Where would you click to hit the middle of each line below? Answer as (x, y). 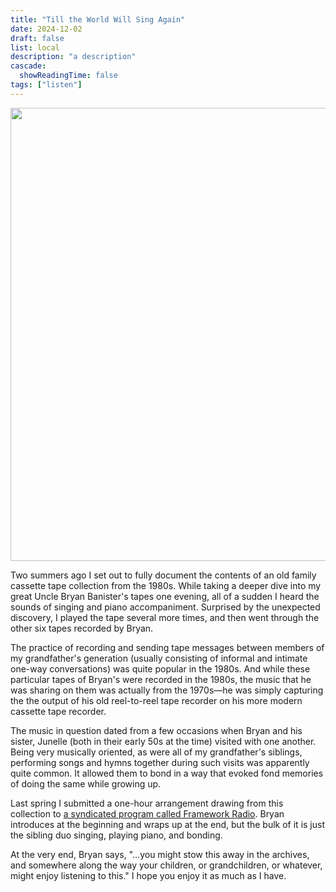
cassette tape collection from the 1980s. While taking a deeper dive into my (166, 585)
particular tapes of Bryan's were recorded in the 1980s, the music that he (161, 679)
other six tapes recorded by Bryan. (82, 628)
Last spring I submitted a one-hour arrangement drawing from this (147, 803)
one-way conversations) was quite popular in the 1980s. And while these (160, 668)
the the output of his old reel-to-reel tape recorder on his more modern (156, 700)
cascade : (28, 66)
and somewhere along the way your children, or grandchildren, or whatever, (166, 865)
